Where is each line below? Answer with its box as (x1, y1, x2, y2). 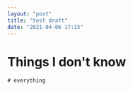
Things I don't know (7, 54, 126, 70)
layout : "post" (7, 10, 52, 18)
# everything (7, 77, 46, 85)
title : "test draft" (7, 17, 69, 24)
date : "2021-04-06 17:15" (7, 23, 83, 30)
